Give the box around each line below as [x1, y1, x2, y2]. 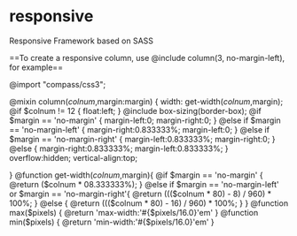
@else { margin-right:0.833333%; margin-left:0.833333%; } [9, 143, 229, 154]
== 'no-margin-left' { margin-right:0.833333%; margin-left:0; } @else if [9, 124, 270, 134]
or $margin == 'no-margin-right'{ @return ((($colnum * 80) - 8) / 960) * [9, 188, 272, 199]
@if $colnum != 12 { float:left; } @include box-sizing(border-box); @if [9, 105, 262, 116]
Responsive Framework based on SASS [9, 35, 153, 46]
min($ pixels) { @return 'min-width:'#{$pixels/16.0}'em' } [9, 217, 215, 227]
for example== [9, 62, 64, 72]
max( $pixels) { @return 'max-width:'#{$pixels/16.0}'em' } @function [9, 207, 259, 217]
